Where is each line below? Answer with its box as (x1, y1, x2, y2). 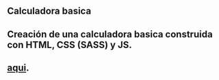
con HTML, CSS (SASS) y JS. (7, 39, 132, 50)
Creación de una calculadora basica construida (7, 28, 214, 40)
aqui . (7, 62, 29, 74)
